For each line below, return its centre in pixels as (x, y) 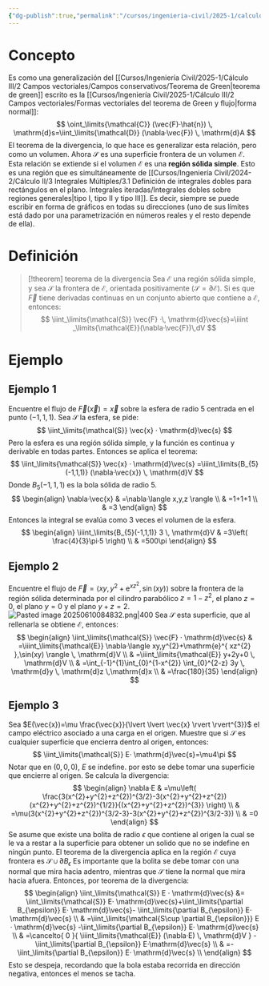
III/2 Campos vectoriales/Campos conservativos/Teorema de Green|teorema (134, 86)
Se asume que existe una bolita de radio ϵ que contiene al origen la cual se (131, 835)
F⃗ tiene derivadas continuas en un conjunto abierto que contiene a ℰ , (144, 298)
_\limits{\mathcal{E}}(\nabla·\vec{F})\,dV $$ (145, 327)
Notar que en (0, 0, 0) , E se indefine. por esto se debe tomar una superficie (131, 767)
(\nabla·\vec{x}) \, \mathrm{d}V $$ (147, 472)
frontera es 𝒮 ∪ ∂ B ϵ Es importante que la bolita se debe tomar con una (124, 862)
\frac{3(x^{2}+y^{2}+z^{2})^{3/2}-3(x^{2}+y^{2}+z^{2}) (134, 796)
